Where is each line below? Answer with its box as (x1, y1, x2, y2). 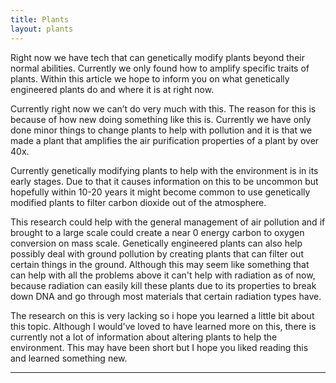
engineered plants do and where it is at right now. (10, 83, 215, 95)
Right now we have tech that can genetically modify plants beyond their (10, 51, 305, 63)
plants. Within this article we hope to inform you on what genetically (10, 72, 290, 85)
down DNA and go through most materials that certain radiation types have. (10, 290, 322, 302)
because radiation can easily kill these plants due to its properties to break (10, 279, 317, 291)
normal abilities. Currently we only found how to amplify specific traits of (10, 62, 310, 74)
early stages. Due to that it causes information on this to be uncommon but (10, 175, 319, 187)
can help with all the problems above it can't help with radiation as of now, (10, 269, 316, 281)
